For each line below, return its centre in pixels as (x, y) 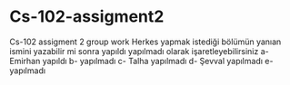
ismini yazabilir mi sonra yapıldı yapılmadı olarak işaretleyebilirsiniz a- (140, 51)
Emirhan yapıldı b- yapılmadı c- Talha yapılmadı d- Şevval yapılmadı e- (141, 61)
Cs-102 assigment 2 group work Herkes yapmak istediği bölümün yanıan (145, 42)
